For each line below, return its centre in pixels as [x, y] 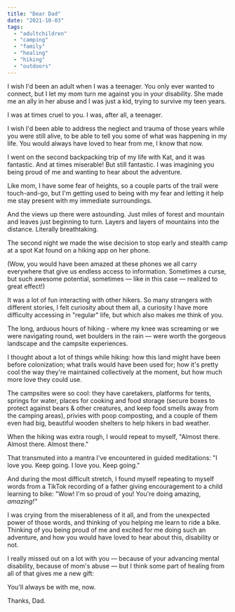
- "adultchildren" [41, 33]
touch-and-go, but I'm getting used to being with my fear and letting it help [116, 193]
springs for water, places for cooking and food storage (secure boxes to [111, 400]
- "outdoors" [33, 66]
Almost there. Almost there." [48, 444]
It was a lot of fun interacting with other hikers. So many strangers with [110, 300]
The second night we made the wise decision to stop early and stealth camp [117, 243]
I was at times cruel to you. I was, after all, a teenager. [85, 115]
